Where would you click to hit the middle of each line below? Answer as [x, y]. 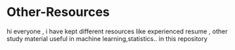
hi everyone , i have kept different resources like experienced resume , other [117, 31]
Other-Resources [58, 12]
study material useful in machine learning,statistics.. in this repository [107, 38]
